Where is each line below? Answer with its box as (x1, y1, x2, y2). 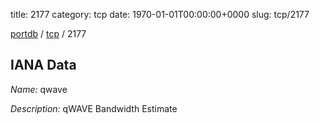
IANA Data (10, 57, 77, 74)
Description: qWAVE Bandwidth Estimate (10, 102, 178, 114)
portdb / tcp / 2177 (10, 28, 87, 39)
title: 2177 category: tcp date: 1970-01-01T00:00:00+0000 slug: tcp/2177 (10, 9, 310, 20)
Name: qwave (10, 83, 68, 95)
